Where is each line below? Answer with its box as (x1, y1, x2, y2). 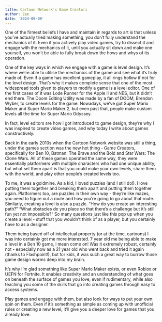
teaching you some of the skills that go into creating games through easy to (5, 282, 156, 288)
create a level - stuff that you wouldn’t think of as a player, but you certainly (5, 216, 156, 222)
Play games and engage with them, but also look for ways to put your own (5, 296, 153, 302)
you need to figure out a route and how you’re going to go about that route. (5, 196, 155, 202)
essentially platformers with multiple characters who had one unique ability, (5, 161, 156, 166)
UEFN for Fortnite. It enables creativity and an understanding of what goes (5, 271, 154, 277)
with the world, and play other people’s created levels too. (5, 171, 120, 177)
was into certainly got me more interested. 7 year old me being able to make (5, 236, 157, 242)
